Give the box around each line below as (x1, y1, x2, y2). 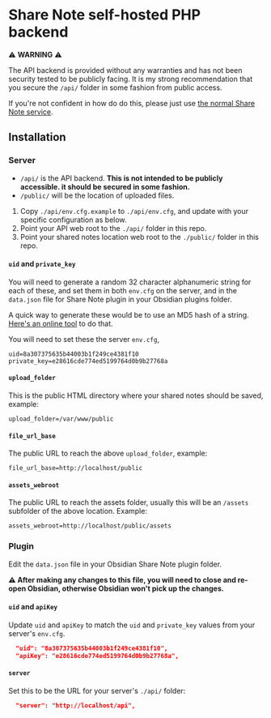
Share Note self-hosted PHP (8, 6, 201, 24)
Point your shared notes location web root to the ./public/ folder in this (19, 232, 259, 241)
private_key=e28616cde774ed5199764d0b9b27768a (8, 357, 168, 365)
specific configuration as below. (19, 215, 127, 224)
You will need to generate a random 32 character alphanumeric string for (8, 277, 252, 287)
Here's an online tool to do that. (8, 318, 113, 328)
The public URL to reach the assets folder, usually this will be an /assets (8, 498, 249, 507)
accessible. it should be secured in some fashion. (19, 182, 190, 191)
